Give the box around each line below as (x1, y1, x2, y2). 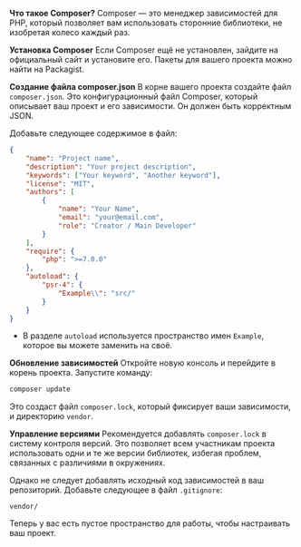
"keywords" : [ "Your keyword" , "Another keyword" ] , (25, 171, 221, 180)
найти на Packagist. (9, 63, 84, 74)
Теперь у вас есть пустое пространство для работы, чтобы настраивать (9, 518, 291, 529)
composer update (9, 385, 71, 394)
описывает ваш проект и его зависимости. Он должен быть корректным (9, 101, 292, 112)
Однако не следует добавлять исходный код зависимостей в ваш (9, 475, 265, 486)
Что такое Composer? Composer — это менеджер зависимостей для (9, 8, 278, 18)
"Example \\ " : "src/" (57, 288, 136, 298)
